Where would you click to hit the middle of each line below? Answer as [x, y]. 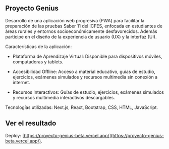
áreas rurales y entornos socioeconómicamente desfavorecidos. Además [81, 31]
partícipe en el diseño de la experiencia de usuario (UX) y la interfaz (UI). [81, 36]
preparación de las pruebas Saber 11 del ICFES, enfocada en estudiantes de [84, 26]
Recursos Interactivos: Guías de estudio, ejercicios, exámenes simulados [88, 92]
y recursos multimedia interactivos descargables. [64, 97]
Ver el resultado [31, 123]
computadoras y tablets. [38, 62]
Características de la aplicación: [39, 46]
